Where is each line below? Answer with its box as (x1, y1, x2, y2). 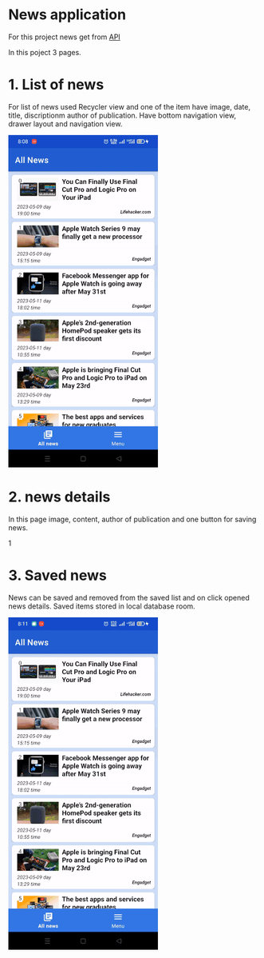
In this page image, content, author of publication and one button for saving (8, 514, 257, 524)
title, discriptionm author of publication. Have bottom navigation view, (8, 110, 237, 120)
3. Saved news (8, 566, 108, 585)
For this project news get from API (8, 32, 121, 42)
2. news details (8, 488, 111, 506)
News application (8, 6, 126, 24)
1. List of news (8, 76, 104, 94)
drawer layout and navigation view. (8, 118, 123, 129)
